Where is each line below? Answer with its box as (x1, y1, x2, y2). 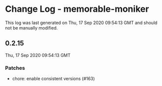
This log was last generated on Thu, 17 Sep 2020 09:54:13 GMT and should (5, 20, 158, 26)
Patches (5, 64, 26, 71)
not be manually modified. (5, 25, 58, 30)
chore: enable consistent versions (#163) (12, 76, 95, 82)
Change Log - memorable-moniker (5, 3, 149, 15)
